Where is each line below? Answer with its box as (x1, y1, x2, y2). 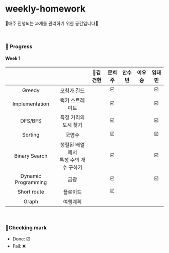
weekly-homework (5, 3, 86, 15)
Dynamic (20, 172, 42, 179)
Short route (17, 188, 44, 195)
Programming (15, 179, 47, 186)
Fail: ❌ (12, 243, 26, 249)
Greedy (22, 87, 40, 94)
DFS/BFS (20, 117, 42, 124)
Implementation (12, 100, 49, 107)
